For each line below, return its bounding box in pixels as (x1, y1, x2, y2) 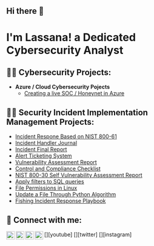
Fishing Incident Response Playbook (15, 198, 106, 205)
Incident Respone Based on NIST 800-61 (15, 133, 117, 140)
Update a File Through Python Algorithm (15, 191, 116, 198)
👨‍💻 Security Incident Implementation (6, 107, 149, 118)
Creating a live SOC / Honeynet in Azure (24, 90, 125, 97)
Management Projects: (6, 116, 95, 127)
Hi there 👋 (6, 6, 44, 16)
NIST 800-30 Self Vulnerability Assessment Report (15, 171, 142, 179)
